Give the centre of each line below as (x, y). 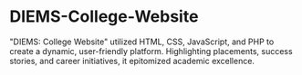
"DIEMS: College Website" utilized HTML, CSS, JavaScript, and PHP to (142, 42)
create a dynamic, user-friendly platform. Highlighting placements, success (151, 51)
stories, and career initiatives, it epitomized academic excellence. (132, 61)
